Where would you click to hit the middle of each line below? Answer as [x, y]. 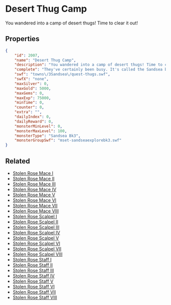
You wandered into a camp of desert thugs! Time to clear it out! [72, 23]
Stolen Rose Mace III [34, 184]
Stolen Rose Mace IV [35, 189]
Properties [22, 39]
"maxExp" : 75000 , [33, 98]
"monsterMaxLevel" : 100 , [41, 131]
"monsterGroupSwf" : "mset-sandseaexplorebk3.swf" [68, 140]
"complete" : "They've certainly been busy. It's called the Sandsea [89, 70]
